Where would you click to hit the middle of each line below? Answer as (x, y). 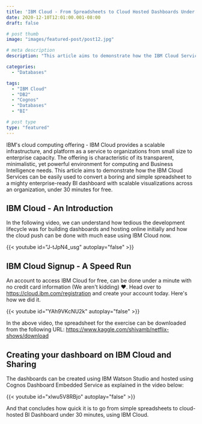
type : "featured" (28, 128)
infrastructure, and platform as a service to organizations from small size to (99, 151)
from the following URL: (35, 330)
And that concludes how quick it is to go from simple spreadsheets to (92, 408)
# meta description (31, 51)
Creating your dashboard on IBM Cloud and (89, 355)
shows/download (28, 336)
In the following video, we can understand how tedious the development (96, 223)
